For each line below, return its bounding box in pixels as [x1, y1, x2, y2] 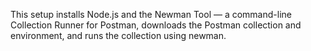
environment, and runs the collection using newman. [10, 30, 227, 41]
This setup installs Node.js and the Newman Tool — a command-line [10, 9, 292, 20]
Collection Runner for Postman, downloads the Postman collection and [10, 19, 302, 31]
